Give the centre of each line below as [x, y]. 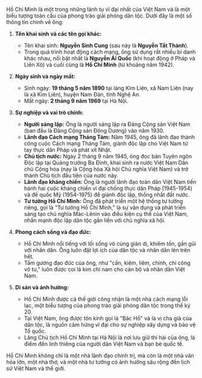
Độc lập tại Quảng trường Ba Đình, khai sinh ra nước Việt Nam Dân [106, 162]
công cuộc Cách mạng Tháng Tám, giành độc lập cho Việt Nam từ [106, 143]
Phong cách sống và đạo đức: [53, 232]
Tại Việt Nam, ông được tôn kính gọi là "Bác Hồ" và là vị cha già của [108, 318]
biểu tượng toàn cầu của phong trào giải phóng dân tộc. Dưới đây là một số [99, 16]
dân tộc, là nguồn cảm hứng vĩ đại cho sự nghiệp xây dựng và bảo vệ [110, 325]
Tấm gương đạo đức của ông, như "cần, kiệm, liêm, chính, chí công [107, 263]
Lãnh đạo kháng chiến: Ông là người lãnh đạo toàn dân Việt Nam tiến [110, 182]
